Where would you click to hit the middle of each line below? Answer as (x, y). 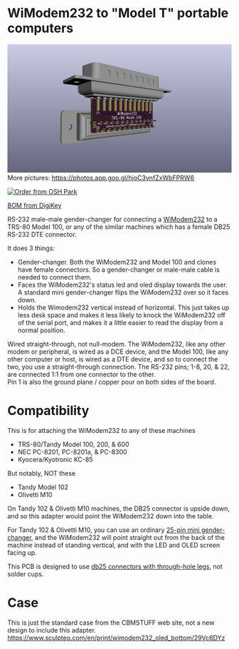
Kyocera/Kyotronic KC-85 (55, 459)
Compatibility (48, 411)
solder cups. (26, 574)
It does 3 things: (31, 248)
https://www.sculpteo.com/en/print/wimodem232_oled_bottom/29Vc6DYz (116, 638)
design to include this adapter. (52, 630)
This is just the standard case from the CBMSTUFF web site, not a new (111, 623)
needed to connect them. (55, 277)
